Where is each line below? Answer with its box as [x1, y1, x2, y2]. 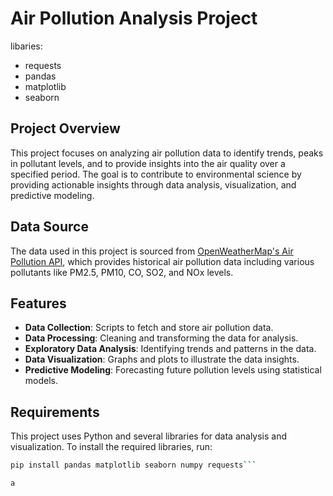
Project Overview [10, 120, 121, 137]
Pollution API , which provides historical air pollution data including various [10, 255, 315, 267]
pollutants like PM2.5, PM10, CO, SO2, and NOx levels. [10, 266, 234, 278]
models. [24, 375, 59, 387]
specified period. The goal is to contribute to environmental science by [10, 168, 302, 180]
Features [10, 295, 67, 312]
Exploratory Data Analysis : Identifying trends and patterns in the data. [24, 343, 317, 355]
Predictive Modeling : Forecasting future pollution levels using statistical [24, 364, 322, 376]
